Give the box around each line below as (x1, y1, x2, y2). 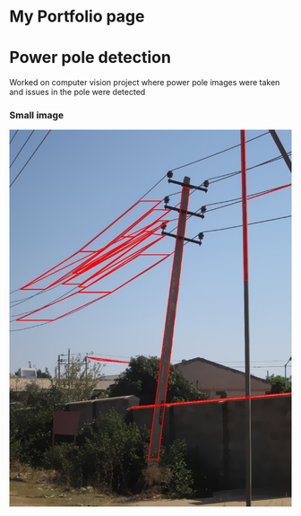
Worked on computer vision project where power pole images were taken (9, 77, 280, 88)
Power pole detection (9, 48, 172, 68)
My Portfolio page (9, 6, 145, 27)
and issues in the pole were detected (9, 87, 146, 98)
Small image (9, 109, 64, 122)
